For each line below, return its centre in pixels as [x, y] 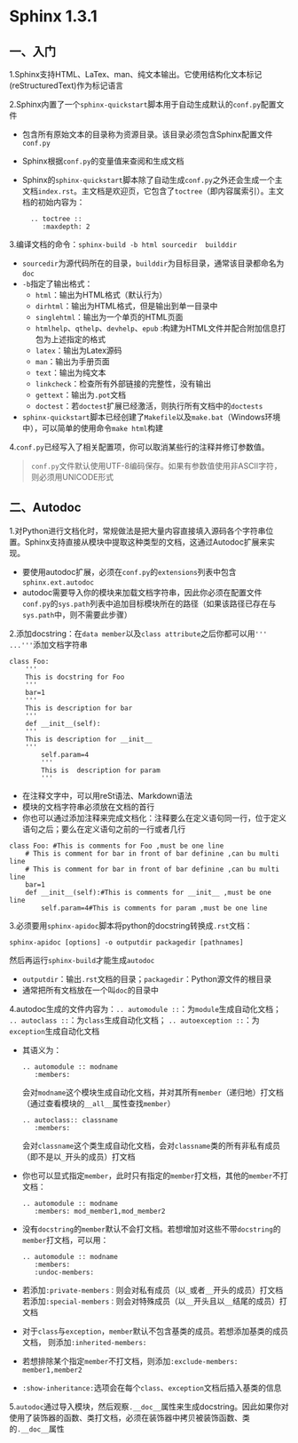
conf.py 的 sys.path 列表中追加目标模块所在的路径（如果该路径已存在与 [149, 603]
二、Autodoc [45, 508]
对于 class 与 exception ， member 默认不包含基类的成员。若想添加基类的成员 [155, 1331]
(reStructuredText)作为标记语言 [67, 85]
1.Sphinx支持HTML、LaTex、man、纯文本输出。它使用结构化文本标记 [136, 74]
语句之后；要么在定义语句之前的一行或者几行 [104, 829]
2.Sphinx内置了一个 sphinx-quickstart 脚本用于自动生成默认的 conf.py [135, 104]
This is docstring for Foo [75, 677]
